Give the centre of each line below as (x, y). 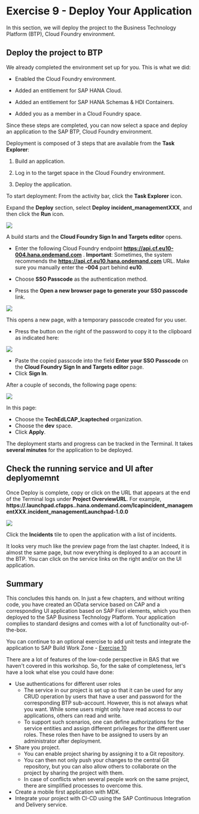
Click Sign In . (31, 373)
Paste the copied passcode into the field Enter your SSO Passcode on (101, 360)
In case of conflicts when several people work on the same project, (106, 779)
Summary (25, 584)
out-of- (180, 624)
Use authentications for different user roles (68, 684)
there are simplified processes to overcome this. (83, 786)
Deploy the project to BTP (55, 53)
